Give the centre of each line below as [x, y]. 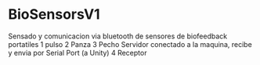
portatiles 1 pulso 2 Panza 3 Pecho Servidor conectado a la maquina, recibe [130, 44]
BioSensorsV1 [54, 14]
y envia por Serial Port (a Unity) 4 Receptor [78, 52]
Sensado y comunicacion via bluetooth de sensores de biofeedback [118, 36]
